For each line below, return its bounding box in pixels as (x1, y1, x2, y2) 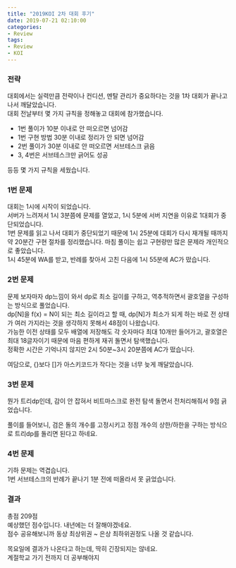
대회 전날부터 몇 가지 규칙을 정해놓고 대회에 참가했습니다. (7, 109, 163, 118)
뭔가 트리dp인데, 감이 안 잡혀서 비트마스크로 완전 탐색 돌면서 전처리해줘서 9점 (7, 397, 220, 406)
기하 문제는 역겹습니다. (7, 466, 70, 475)
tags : (7, 37, 23, 44)
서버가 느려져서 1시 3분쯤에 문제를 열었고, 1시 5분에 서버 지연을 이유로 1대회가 (7, 211, 220, 219)
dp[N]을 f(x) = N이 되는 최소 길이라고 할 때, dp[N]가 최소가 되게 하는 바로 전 (7, 310, 217, 318)
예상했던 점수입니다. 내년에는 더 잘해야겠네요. (7, 520, 132, 529)
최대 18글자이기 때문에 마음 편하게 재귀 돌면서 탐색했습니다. (7, 336, 170, 344)
